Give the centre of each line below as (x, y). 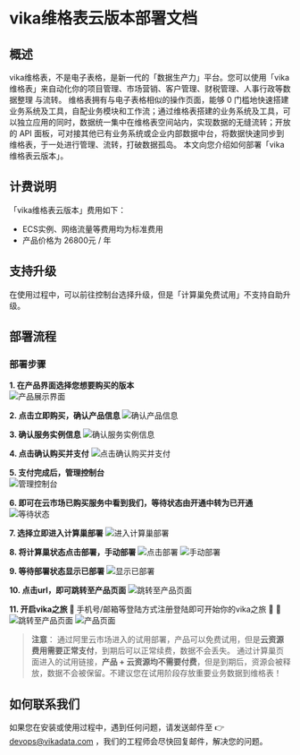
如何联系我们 (45, 704)
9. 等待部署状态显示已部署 (57, 571)
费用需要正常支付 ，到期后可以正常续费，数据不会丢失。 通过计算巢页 (157, 651)
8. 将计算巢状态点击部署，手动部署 (73, 553)
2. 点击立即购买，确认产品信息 (65, 416)
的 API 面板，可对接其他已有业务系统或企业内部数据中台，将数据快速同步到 (147, 133)
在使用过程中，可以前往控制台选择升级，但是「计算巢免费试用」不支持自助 (146, 294)
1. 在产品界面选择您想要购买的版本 (72, 385)
